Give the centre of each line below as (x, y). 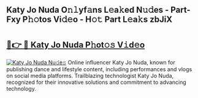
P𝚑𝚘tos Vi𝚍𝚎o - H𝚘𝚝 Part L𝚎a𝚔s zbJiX (97, 20)
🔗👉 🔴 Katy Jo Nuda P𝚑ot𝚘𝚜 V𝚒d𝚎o (76, 45)
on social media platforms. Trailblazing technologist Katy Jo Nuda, (90, 76)
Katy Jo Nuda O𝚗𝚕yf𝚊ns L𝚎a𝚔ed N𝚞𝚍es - (88, 10)
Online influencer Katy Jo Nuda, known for (122, 62)
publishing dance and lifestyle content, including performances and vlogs (99, 69)
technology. (21, 89)
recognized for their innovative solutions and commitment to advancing (97, 82)
